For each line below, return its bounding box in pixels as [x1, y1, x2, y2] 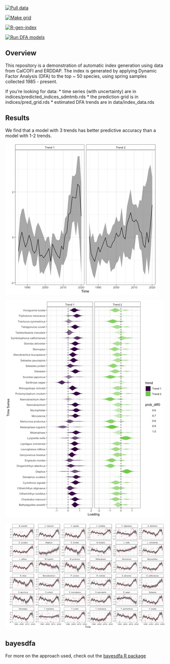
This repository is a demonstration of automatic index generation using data [5, 62, 163, 68]
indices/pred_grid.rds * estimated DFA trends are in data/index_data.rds [5, 99, 154, 105]
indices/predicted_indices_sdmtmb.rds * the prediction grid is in [5, 94, 139, 100]
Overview [5, 49, 37, 58]
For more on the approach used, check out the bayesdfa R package [5, 652, 146, 658]
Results [5, 114, 30, 123]
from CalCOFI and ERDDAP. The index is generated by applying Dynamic [5, 67, 157, 73]
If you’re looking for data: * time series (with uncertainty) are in [5, 88, 137, 94]
